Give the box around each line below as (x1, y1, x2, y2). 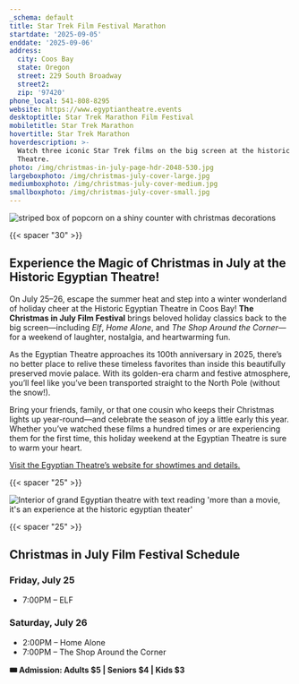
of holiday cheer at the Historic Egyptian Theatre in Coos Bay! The (9, 303, 254, 313)
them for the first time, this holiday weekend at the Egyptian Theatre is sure (9, 432, 287, 443)
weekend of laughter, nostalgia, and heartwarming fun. (28, 331, 231, 342)
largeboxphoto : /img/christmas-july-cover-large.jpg (9, 171, 210, 180)
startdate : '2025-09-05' (9, 30, 102, 38)
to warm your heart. (9, 442, 82, 453)
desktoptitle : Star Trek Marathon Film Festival (9, 113, 194, 122)
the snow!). (9, 387, 51, 398)
